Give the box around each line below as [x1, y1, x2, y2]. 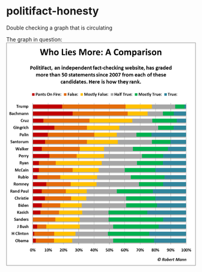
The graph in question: [6, 36, 63, 43]
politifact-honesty [6, 4, 99, 18]
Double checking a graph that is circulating [6, 24, 113, 31]
